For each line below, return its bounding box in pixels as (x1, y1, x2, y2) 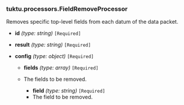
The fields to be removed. (23, 76, 87, 83)
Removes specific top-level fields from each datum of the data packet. (6, 18, 179, 26)
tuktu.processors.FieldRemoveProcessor (6, 5, 128, 13)
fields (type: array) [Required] (23, 64, 99, 71)
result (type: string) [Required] (14, 41, 91, 49)
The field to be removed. (32, 94, 93, 101)
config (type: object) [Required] (14, 53, 94, 60)
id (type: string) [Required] (14, 30, 81, 37)
